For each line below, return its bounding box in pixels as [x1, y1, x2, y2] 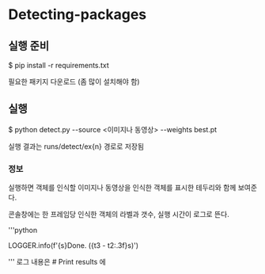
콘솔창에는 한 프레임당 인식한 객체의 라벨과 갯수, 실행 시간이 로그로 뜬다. [8, 210, 229, 219]
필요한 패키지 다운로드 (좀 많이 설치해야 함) [8, 77, 140, 86]
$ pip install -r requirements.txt [8, 61, 109, 70]
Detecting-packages [8, 6, 147, 24]
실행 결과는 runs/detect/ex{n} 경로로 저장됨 [8, 141, 145, 151]
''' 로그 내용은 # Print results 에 [8, 257, 107, 267]
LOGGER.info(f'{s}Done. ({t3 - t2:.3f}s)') [8, 241, 139, 250]
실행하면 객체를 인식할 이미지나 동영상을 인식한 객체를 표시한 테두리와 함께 [8, 183, 237, 192]
